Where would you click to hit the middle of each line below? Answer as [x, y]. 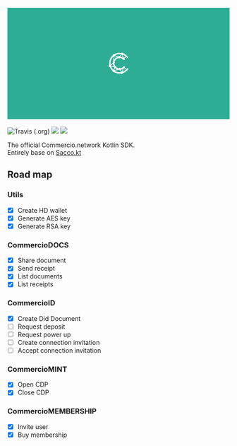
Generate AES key [44, 218]
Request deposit [41, 327]
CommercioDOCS [38, 245]
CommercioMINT [37, 369]
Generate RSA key [44, 226]
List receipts [36, 284]
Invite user [33, 427]
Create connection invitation [59, 342]
